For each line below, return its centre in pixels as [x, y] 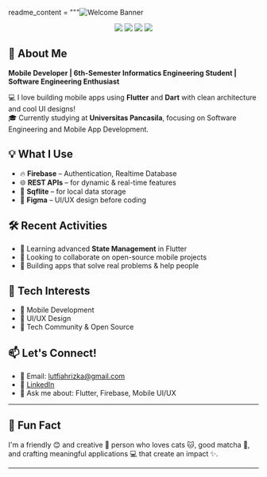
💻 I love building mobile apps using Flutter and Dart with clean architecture [132, 97]
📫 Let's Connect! [52, 353]
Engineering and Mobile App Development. [79, 129]
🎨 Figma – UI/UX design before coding [83, 200]
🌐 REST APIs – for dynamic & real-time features [98, 182]
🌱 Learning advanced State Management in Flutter [103, 249]
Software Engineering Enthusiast [64, 81]
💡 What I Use [41, 154]
